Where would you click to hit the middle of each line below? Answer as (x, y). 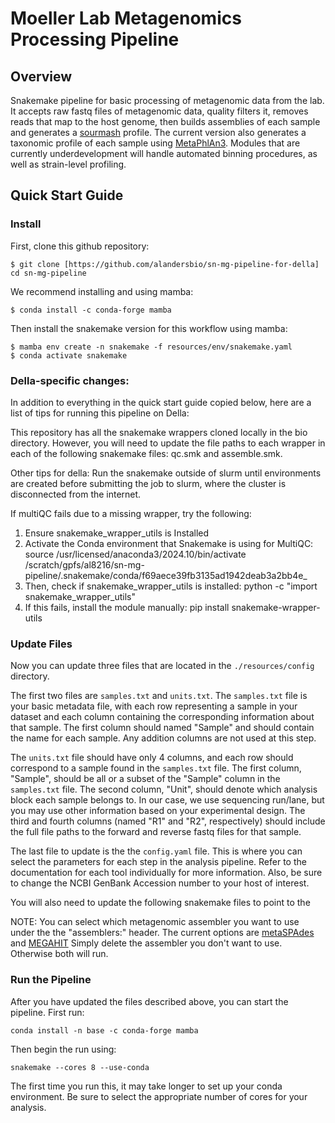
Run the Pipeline (51, 980)
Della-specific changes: (70, 380)
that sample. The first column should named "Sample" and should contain (162, 728)
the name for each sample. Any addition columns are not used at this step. (163, 738)
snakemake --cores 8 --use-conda (80, 1067)
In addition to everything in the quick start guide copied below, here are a (161, 402)
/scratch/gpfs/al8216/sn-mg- (84, 564)
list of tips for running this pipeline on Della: (100, 413)
